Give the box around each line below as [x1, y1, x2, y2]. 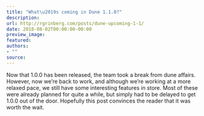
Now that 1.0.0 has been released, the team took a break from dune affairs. [6, 71, 196, 78]
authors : [6, 43, 29, 49]
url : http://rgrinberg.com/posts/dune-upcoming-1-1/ [6, 20, 144, 26]
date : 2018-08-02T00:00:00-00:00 [6, 26, 92, 32]
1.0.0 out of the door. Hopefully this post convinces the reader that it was [6, 97, 191, 104]
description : [6, 15, 40, 21]
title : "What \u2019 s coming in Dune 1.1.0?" [6, 9, 122, 15]
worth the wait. [6, 103, 45, 111]
